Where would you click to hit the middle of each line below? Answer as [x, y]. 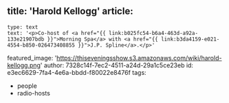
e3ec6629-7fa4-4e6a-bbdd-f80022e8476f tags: [77, 72]
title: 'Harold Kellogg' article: [70, 11]
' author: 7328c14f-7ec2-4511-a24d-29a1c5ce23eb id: [117, 65]
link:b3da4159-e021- [190, 39]
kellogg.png [24, 65]
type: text [23, 27]
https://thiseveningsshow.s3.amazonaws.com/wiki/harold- [139, 58]
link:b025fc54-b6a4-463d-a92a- [153, 33]
